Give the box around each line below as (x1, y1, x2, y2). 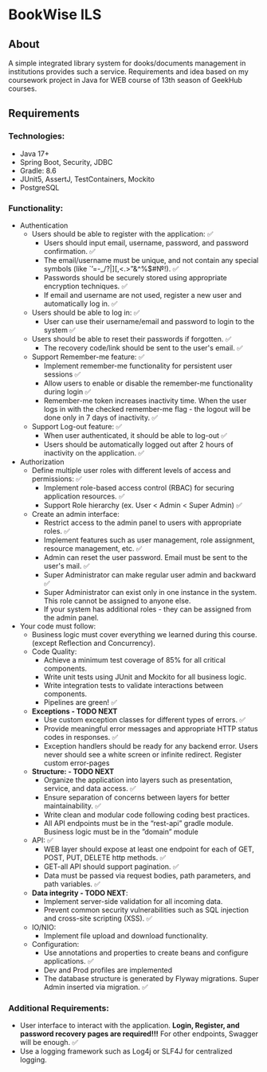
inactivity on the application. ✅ (43, 448, 145, 457)
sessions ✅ (43, 369, 81, 379)
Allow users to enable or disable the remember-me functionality (43, 378, 253, 388)
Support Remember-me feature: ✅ (31, 352, 145, 362)
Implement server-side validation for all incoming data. (43, 896, 223, 906)
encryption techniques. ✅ (43, 281, 128, 291)
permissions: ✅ (31, 474, 82, 483)
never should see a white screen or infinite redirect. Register (43, 749, 241, 759)
